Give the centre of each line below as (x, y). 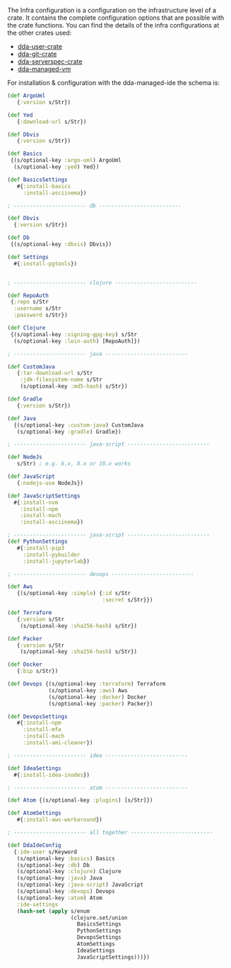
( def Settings (28, 257)
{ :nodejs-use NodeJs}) (50, 483)
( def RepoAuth (28, 295)
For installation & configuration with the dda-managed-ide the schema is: (114, 83)
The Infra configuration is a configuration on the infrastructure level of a (112, 10)
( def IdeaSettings (34, 768)
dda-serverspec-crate (50, 62)
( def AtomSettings (34, 813)
